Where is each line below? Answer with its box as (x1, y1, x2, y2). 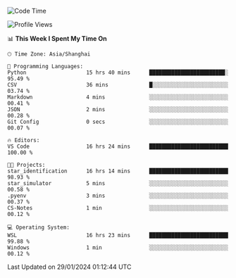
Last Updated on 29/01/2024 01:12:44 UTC (7, 263, 132, 271)
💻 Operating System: (7, 224, 70, 231)
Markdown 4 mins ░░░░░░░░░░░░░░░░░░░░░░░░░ (7, 94, 229, 101)
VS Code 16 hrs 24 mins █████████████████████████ (7, 143, 229, 150)
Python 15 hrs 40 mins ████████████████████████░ (7, 69, 229, 76)
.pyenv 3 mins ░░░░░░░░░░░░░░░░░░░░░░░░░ (7, 192, 229, 199)
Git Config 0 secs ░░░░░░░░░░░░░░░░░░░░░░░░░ (7, 118, 229, 125)
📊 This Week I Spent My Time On (7, 34, 107, 42)
